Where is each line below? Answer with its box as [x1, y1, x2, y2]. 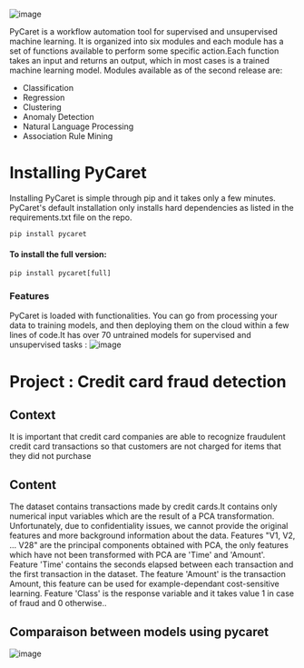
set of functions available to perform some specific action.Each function [9, 45, 279, 56]
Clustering [22, 102, 62, 113]
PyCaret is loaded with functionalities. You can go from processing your [9, 310, 279, 322]
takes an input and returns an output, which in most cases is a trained [9, 55, 270, 65]
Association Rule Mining [22, 131, 113, 141]
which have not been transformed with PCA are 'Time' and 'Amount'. [9, 550, 266, 561]
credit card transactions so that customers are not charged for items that [9, 441, 281, 452]
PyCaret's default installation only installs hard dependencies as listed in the [9, 202, 294, 213]
